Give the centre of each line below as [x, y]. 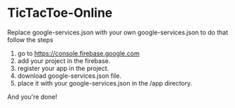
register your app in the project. [63, 68]
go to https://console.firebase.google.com [79, 53]
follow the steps [31, 39]
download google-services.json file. [69, 76]
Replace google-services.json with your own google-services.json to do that [118, 32]
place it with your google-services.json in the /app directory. [105, 83]
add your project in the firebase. [64, 60]
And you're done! [32, 97]
